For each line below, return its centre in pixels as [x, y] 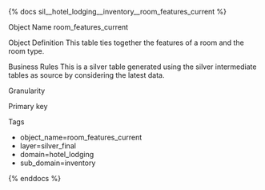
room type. [26, 51]
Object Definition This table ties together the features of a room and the [126, 42]
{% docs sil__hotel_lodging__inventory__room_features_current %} [117, 12]
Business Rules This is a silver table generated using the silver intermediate [132, 67]
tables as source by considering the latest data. [86, 75]
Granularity [27, 91]
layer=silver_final [48, 146]
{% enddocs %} [35, 178]
